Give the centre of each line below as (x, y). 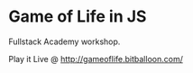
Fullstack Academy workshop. (64, 41)
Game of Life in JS (78, 17)
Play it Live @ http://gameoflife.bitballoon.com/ (96, 59)
